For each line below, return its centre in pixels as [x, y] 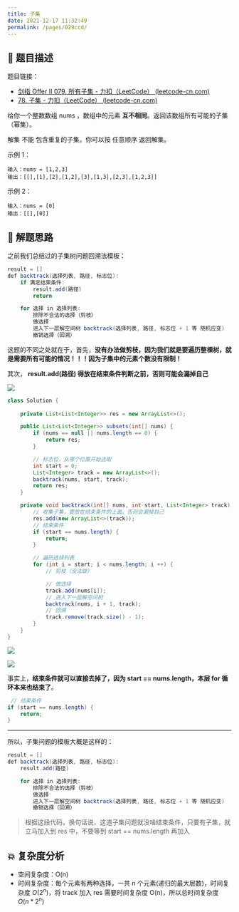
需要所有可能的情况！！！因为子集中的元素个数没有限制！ [97, 358]
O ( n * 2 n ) [31, 901]
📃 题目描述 [30, 58]
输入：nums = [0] [31, 206]
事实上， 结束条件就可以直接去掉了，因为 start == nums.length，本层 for [114, 678]
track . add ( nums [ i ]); [76, 591]
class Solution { [33, 400]
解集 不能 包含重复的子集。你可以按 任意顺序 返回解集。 [89, 140]
